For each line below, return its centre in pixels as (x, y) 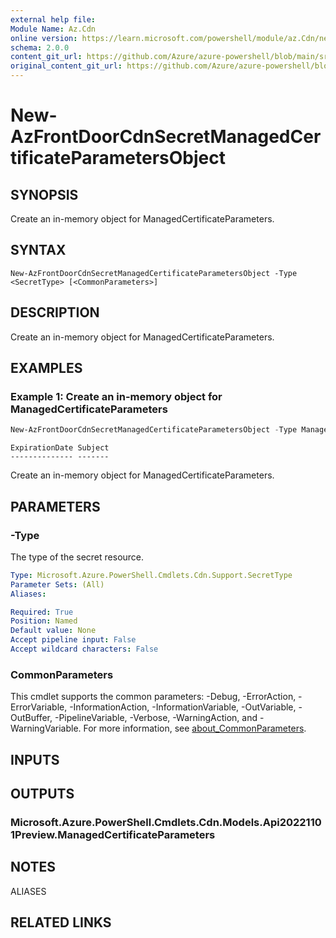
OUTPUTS (42, 793)
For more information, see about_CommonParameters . (195, 728)
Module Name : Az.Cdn (53, 29)
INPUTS (35, 759)
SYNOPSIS (44, 194)
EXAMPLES (46, 368)
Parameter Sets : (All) (57, 584)
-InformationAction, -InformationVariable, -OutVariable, (183, 707)
